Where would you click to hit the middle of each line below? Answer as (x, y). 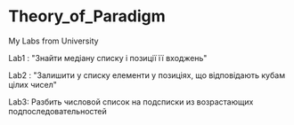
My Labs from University (53, 41)
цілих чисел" (33, 84)
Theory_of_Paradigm (87, 16)
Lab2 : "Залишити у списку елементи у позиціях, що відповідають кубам (147, 75)
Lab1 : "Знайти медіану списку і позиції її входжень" (108, 58)
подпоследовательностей (58, 111)
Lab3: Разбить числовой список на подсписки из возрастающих (131, 102)
